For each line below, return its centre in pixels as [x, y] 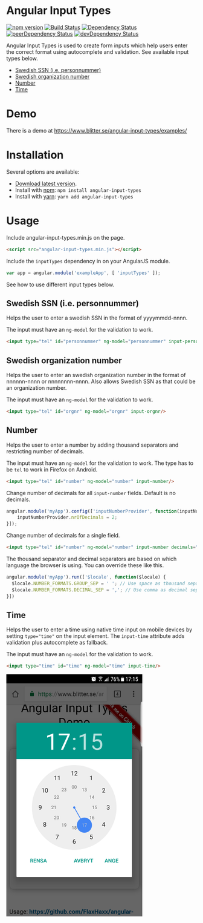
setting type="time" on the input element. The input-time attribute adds [95, 636]
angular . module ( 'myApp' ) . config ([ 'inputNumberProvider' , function [92, 511]
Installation [35, 155]
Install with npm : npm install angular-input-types [78, 190]
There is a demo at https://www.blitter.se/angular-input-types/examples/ [97, 130]
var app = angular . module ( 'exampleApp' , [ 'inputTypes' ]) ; [84, 273]
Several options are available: [43, 172]
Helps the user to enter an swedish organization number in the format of [96, 375]
